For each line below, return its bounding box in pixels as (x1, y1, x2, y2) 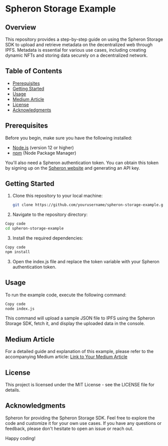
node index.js (5, 306, 35, 311)
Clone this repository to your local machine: (12, 193, 103, 199)
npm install (5, 249, 30, 254)
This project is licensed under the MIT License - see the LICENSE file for (5, 382, 154, 387)
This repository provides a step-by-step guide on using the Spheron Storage (5, 36, 163, 42)
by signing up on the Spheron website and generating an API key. (5, 165, 140, 171)
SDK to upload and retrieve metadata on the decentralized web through (5, 42, 153, 48)
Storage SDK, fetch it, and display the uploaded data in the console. (5, 320, 145, 326)
